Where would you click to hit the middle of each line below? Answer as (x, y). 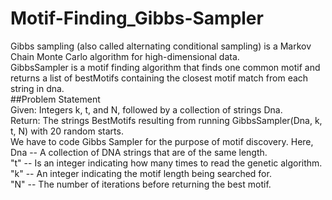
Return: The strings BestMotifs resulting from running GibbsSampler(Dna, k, (166, 120)
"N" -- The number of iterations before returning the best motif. (141, 184)
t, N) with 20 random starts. (67, 131)
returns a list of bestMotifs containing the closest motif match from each (159, 78)
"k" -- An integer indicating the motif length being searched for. (141, 173)
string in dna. (37, 88)
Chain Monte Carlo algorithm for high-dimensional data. (125, 56)
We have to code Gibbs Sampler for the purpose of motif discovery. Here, (162, 141)
